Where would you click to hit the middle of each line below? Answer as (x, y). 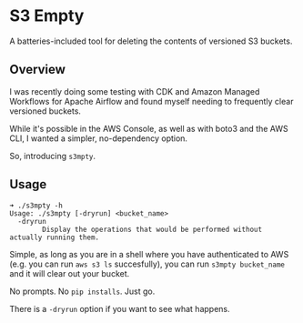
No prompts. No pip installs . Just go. (82, 291)
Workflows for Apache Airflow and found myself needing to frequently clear (151, 101)
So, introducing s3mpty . (53, 156)
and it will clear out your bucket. (70, 273)
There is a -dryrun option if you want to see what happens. (120, 308)
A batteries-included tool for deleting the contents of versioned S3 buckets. (151, 41)
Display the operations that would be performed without (152, 229)
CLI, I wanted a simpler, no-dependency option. (99, 138)
